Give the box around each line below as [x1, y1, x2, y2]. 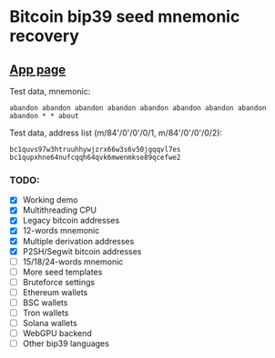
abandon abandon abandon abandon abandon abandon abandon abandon [9, 104, 267, 113]
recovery [9, 25, 80, 46]
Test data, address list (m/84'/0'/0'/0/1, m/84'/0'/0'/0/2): [9, 127, 223, 138]
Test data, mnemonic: [9, 86, 91, 96]
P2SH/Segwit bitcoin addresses [22, 245, 142, 256]
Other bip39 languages [22, 338, 109, 349]
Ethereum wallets [22, 286, 88, 297]
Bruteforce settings [22, 276, 96, 287]
